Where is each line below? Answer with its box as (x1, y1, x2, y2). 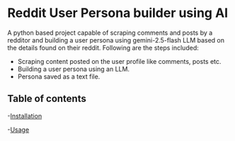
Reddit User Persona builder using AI (7, 5, 229, 21)
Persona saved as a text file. (17, 72, 101, 81)
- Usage (7, 125, 30, 134)
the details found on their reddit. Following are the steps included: (7, 43, 200, 52)
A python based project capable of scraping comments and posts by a (7, 28, 213, 37)
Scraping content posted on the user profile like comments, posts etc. (17, 57, 222, 65)
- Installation (7, 111, 42, 120)
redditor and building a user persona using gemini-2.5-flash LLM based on (7, 35, 225, 44)
